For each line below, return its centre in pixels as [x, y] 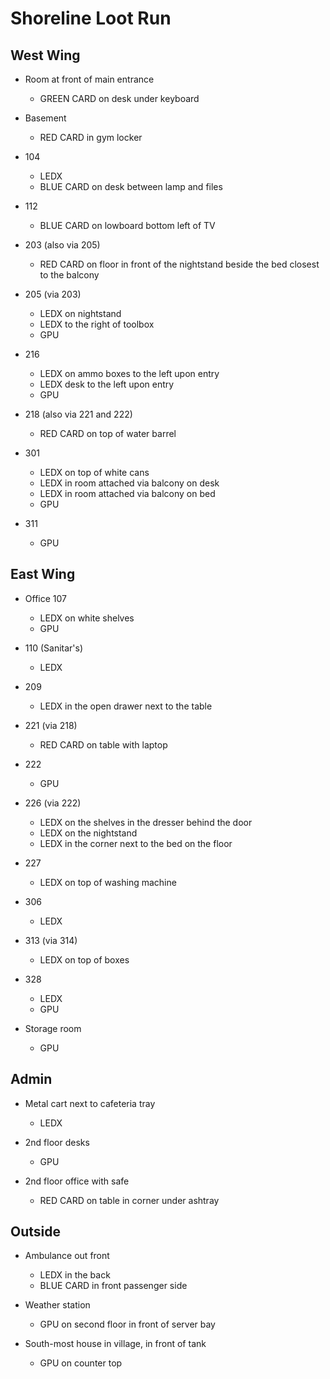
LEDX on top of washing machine [108, 882]
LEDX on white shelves [87, 618]
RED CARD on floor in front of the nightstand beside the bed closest [179, 264]
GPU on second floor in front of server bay [127, 1324]
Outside [35, 1232]
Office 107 [45, 598]
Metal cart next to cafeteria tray [90, 1103]
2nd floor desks [57, 1142]
